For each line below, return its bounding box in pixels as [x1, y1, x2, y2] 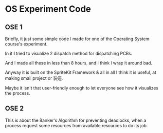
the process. [5, 90, 30, 96]
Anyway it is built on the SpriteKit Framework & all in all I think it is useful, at [5, 69, 157, 75]
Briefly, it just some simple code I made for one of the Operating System [5, 36, 150, 42]
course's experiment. [5, 41, 48, 47]
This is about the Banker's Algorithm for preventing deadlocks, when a [5, 117, 146, 123]
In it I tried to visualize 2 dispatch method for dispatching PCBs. [5, 50, 132, 56]
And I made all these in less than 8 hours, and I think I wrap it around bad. [5, 60, 152, 66]
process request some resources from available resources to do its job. [5, 122, 148, 128]
